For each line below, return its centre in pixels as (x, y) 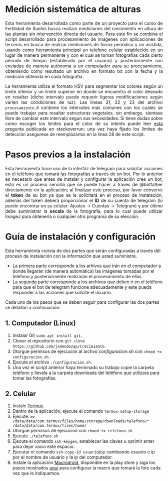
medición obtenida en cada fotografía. (44, 76)
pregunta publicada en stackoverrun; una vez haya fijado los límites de (84, 129)
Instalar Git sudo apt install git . (47, 335)
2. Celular (20, 394)
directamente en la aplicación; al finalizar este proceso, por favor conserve (84, 190)
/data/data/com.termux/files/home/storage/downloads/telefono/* (81, 421)
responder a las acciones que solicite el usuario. (62, 292)
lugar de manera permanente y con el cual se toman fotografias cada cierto (84, 55)
